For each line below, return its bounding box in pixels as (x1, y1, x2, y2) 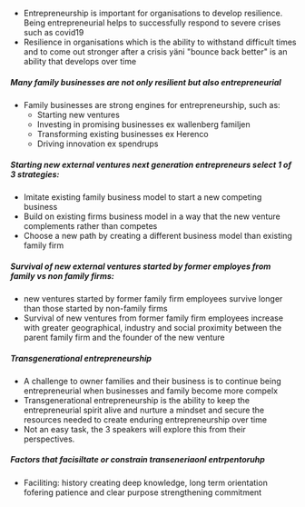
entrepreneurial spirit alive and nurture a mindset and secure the (23, 404, 265, 415)
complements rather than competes (23, 220, 158, 231)
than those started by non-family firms (23, 303, 168, 313)
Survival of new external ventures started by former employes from (10, 261, 271, 272)
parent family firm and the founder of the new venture (23, 332, 225, 343)
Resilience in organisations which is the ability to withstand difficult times (23, 36, 298, 47)
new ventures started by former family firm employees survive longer (23, 293, 283, 303)
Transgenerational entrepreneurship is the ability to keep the (23, 394, 251, 405)
